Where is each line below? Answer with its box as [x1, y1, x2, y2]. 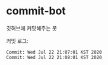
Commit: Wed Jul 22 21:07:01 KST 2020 [6, 49, 102, 55]
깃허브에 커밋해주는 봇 [6, 24, 58, 32]
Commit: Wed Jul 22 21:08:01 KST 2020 [6, 54, 102, 60]
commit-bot [6, 4, 66, 18]
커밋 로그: [6, 37, 28, 44]
